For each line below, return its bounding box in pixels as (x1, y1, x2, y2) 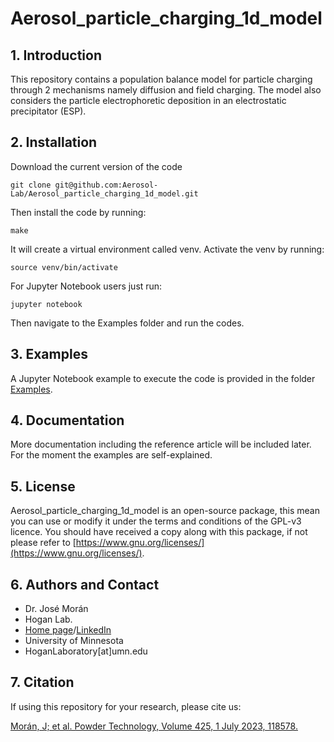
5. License (10, 478, 76, 495)
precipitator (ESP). (10, 105, 87, 117)
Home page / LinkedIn (24, 624, 112, 636)
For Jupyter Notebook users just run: (10, 280, 163, 292)
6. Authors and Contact (10, 576, 160, 593)
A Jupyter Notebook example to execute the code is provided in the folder (10, 372, 316, 384)
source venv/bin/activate (10, 262, 118, 272)
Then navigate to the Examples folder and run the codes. (10, 317, 245, 329)
